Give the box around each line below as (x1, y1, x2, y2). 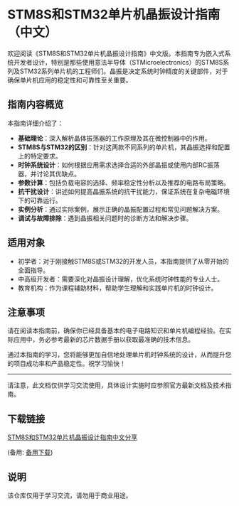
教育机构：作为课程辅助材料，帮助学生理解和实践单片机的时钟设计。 (17, 284, 218, 292)
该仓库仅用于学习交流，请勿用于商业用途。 (7, 491, 132, 500)
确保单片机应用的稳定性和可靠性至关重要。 (7, 75, 132, 84)
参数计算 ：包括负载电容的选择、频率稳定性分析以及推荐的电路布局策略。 (17, 178, 230, 187)
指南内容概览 (7, 99, 64, 111)
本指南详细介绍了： (7, 119, 64, 127)
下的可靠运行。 (17, 196, 62, 205)
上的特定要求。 (17, 151, 62, 160)
